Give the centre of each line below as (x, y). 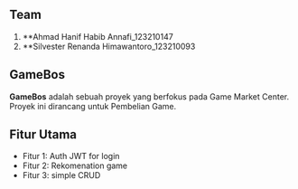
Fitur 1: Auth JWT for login (71, 156)
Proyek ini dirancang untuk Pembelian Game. (93, 106)
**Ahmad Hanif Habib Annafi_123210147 (98, 36)
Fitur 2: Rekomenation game (75, 165)
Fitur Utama (43, 135)
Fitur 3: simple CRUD (61, 175)
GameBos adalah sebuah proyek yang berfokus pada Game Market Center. (149, 96)
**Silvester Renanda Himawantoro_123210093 (109, 46)
